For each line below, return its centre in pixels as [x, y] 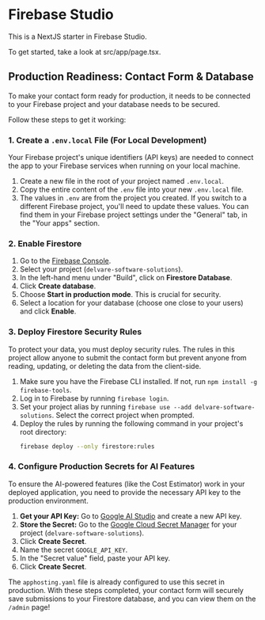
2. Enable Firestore [45, 243]
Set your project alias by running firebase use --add [106, 406]
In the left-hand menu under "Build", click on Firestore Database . [126, 278]
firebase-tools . [46, 390]
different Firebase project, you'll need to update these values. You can [134, 207]
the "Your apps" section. [60, 223]
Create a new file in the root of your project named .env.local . [121, 181]
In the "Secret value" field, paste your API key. [95, 558]
